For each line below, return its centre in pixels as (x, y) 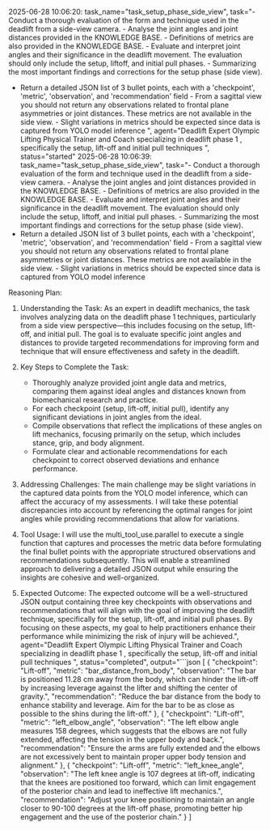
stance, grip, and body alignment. (88, 443)
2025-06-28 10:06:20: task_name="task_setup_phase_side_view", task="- (132, 12)
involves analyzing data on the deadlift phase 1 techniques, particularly (138, 317)
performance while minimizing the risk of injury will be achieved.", (129, 636)
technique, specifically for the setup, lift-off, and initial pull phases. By (136, 619)
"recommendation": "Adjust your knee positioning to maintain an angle (137, 800)
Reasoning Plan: (35, 292)
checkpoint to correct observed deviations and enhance (126, 460)
